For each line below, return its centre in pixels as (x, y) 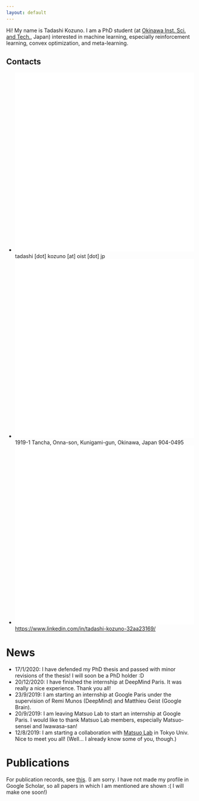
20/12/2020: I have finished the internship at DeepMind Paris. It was (98, 682)
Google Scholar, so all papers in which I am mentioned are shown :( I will (95, 786)
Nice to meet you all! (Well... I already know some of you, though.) (96, 738)
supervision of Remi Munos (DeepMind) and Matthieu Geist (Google (98, 701)
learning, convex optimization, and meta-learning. (67, 43)
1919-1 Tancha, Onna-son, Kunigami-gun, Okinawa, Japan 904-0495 (99, 442)
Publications (38, 763)
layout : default (26, 13)
